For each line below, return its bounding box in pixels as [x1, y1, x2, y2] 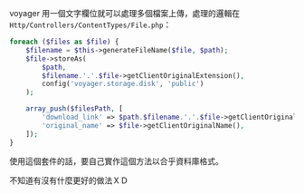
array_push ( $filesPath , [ [25, 104, 124, 113]
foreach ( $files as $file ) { [9, 37, 119, 46]
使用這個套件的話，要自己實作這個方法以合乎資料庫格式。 [9, 155, 223, 166]
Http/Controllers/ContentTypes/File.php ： [9, 19, 172, 30]
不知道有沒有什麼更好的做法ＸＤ [9, 175, 128, 186]
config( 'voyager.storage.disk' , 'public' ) [42, 80, 204, 89]
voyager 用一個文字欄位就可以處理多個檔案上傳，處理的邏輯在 [9, 8, 241, 18]
